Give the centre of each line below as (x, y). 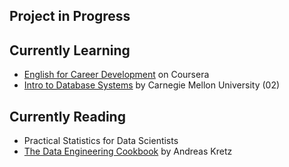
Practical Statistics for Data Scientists (101, 141)
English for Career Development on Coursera (116, 75)
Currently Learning (70, 50)
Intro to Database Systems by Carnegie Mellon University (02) (152, 85)
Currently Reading (67, 116)
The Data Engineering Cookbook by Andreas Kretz (128, 151)
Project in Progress (70, 16)
